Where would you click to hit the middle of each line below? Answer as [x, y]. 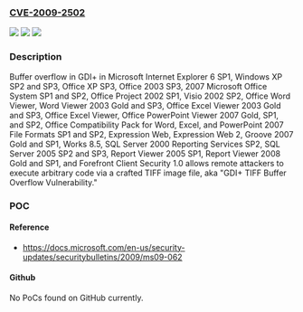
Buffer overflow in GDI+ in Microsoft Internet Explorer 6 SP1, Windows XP [146, 76]
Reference [29, 227]
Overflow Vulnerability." [53, 182]
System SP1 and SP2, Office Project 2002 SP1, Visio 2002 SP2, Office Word [150, 96]
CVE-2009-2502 [47, 13]
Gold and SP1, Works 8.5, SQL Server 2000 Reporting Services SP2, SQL [145, 144]
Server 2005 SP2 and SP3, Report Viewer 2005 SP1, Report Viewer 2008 [145, 153]
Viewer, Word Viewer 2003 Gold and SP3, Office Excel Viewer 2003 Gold [146, 105]
